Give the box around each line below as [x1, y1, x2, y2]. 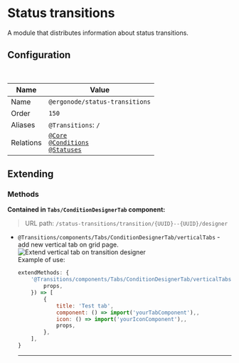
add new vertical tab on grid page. [17, 240, 119, 249]
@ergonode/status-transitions [48, 97, 152, 106]
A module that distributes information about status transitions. [7, 28, 188, 37]
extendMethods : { [17, 269, 70, 276]
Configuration [7, 49, 71, 61]
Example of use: [17, 256, 65, 264]
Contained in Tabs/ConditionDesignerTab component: [7, 205, 166, 214]
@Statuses [48, 146, 82, 153]
